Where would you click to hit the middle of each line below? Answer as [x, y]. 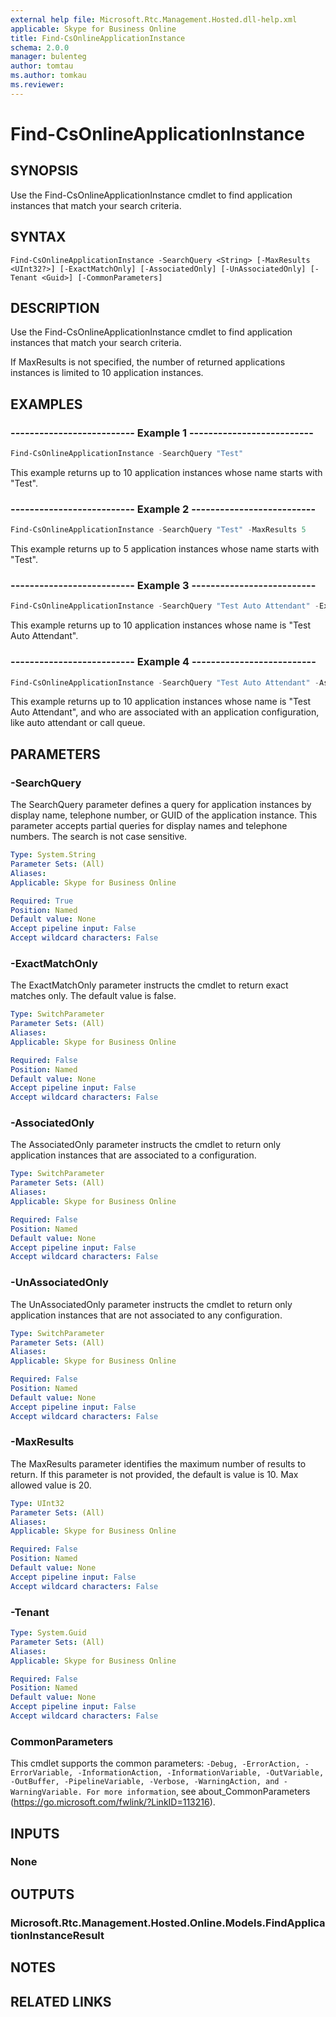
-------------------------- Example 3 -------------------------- [163, 586]
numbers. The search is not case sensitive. [99, 837]
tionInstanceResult [57, 1935]
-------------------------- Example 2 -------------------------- [163, 509]
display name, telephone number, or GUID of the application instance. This [164, 815]
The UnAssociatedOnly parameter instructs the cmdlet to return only [151, 1304]
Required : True [42, 901]
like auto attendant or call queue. [78, 723]
